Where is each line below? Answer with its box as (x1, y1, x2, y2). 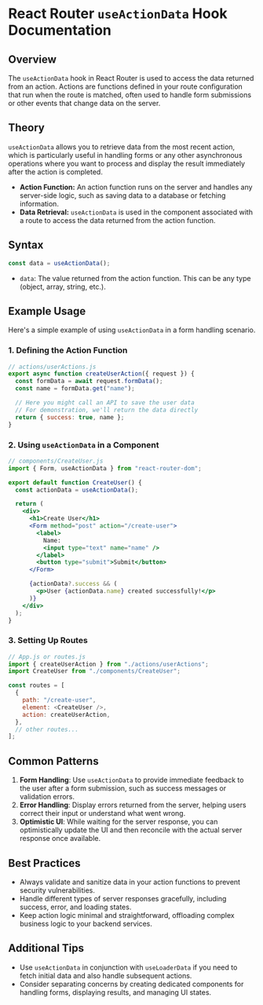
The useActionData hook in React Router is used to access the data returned (8, 74, 254, 82)
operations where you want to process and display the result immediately (8, 159, 246, 168)
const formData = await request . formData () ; (15, 378, 163, 386)
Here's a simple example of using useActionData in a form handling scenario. (8, 325, 256, 334)
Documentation (8, 21, 112, 39)
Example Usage (8, 304, 86, 318)
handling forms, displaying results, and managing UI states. (19, 987, 212, 997)
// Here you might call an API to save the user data (15, 399, 195, 407)
